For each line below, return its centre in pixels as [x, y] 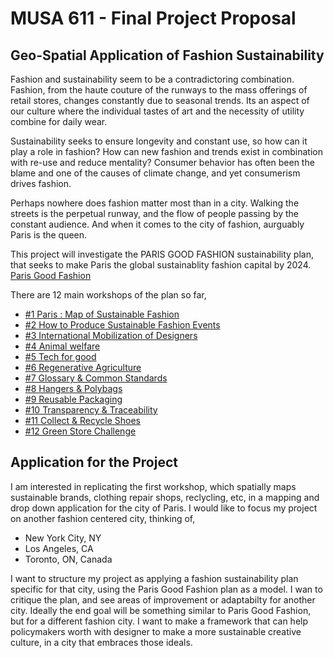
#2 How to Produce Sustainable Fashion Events [122, 325]
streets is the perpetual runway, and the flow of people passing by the [155, 213]
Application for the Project [94, 462]
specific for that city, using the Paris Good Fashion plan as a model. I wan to [166, 589]
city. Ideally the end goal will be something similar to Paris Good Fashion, [161, 610]
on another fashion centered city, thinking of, [103, 518]
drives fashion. [41, 183]
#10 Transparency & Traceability [91, 410]
